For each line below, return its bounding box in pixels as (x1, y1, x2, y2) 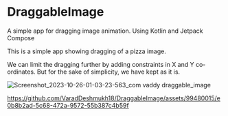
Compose (7, 33, 35, 42)
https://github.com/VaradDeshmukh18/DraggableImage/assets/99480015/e (7, 93, 221, 102)
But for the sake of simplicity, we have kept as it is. (36, 68, 181, 76)
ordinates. (7, 68, 36, 76)
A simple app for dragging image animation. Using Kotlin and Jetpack (7, 27, 203, 35)
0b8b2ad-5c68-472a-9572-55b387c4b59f (7, 101, 129, 109)
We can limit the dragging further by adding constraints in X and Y (7, 60, 194, 68)
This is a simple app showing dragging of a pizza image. (7, 47, 166, 55)
